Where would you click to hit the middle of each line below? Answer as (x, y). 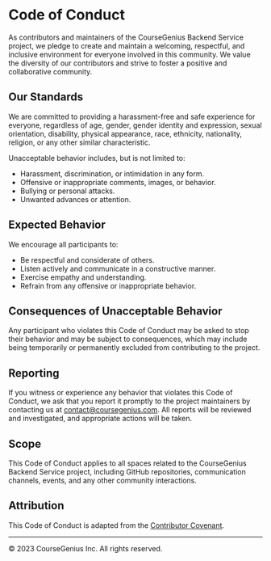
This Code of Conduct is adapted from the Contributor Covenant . (116, 525)
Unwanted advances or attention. (75, 199)
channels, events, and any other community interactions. (103, 480)
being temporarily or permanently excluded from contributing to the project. (134, 348)
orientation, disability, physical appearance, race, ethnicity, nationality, (125, 133)
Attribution (36, 506)
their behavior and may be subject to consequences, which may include (128, 339)
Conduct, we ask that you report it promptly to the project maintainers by (129, 401)
